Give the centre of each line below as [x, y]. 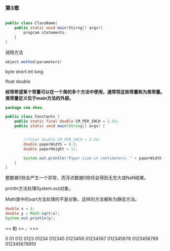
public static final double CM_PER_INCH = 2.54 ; [67, 121]
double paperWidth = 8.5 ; [51, 144]
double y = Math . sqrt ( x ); [32, 214]
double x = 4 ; [20, 209]
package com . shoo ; [25, 108]
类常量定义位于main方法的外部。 [39, 98]
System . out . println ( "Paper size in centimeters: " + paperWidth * [95, 158]
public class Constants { [32, 117]
